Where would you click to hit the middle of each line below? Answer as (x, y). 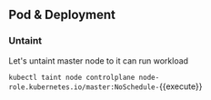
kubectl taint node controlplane (72, 77)
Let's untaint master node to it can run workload (98, 60)
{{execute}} (181, 86)
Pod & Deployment (62, 15)
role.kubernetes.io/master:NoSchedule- (84, 87)
